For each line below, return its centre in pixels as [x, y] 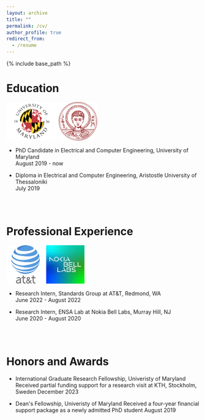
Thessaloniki [31, 182]
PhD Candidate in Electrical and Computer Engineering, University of [102, 150]
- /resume [24, 45]
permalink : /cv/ [27, 26]
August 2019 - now [39, 163]
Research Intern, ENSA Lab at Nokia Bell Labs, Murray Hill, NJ [93, 312]
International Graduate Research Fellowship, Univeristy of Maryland [100, 378]
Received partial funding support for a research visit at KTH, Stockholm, [106, 385]
